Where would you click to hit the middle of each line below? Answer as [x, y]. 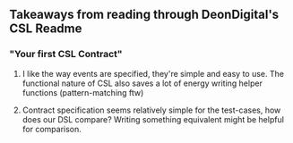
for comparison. [52, 129]
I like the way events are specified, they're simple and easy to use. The [153, 73]
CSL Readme [46, 29]
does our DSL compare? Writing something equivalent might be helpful [153, 119]
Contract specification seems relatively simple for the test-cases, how [151, 110]
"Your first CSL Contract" [66, 55]
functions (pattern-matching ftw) [83, 92]
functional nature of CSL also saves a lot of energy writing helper [142, 83]
